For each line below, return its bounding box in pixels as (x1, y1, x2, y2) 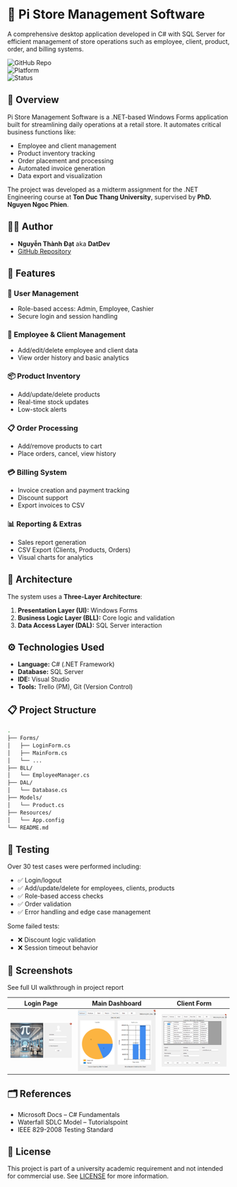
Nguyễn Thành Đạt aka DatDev (17, 240, 111, 248)
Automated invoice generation (17, 164, 106, 172)
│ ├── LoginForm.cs (7, 742, 71, 749)
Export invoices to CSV (17, 501, 85, 509)
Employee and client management (17, 141, 117, 150)
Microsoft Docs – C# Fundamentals (17, 1110, 120, 1118)
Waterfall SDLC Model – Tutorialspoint (17, 1118, 128, 1126)
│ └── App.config (7, 816, 65, 824)
